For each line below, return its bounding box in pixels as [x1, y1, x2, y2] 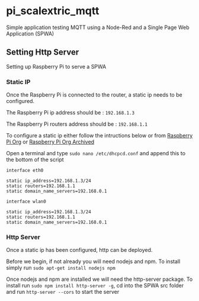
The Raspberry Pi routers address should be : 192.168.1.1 [6, 120, 148, 128]
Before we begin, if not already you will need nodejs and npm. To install [6, 258, 181, 265]
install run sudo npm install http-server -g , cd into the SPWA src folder [6, 282, 184, 289]
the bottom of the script [6, 156, 64, 164]
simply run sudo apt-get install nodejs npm [6, 264, 115, 271]
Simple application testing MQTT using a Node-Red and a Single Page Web [6, 24, 190, 31]
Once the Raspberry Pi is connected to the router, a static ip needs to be [6, 91, 182, 98]
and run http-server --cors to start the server [6, 289, 120, 296]
